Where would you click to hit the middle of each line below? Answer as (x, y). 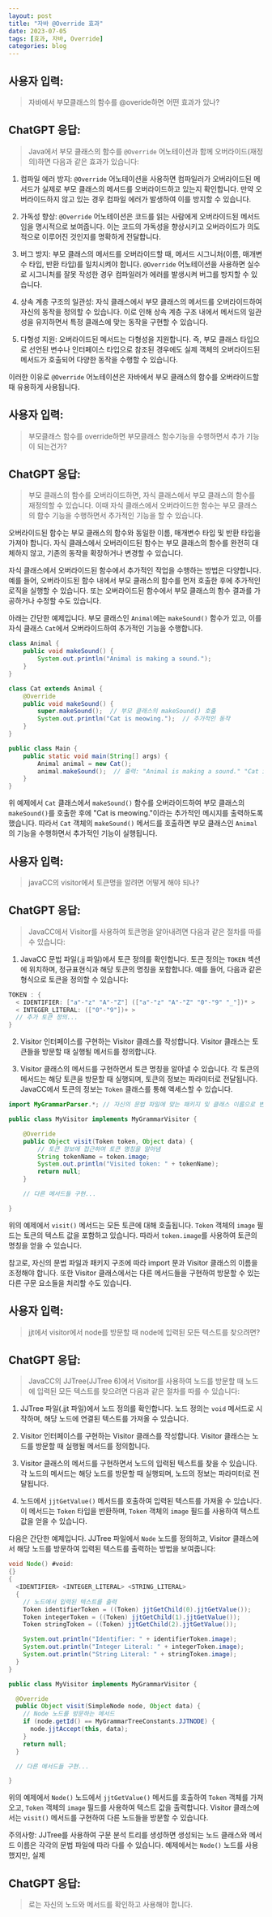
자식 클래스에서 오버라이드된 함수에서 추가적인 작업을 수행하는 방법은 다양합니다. (135, 570)
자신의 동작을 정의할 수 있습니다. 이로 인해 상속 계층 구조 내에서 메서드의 (133, 312)
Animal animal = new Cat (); (85, 764)
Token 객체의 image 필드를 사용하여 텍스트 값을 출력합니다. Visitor (129, 1807)
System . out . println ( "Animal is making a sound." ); (125, 659)
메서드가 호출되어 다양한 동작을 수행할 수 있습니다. (99, 359)
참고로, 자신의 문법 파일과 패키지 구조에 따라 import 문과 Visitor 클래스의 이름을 (133, 1262)
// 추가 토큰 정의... (47, 1017)
